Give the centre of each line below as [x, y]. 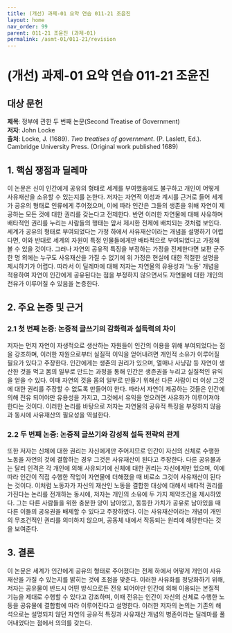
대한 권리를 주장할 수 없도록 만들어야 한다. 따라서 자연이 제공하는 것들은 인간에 [119, 388]
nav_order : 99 [28, 26]
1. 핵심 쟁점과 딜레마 [47, 170]
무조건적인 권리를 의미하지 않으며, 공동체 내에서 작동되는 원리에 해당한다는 [114, 520]
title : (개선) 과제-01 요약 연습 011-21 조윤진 [69, 14]
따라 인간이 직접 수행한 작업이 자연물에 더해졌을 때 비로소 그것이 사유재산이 [108, 476]
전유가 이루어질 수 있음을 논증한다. [53, 283]
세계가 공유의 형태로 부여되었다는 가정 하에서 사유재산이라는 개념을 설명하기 [109, 231]
